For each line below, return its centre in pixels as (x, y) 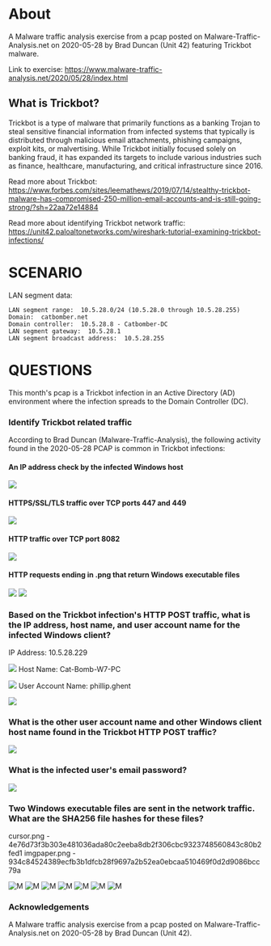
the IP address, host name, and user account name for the (125, 625)
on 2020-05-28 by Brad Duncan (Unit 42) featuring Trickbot (152, 44)
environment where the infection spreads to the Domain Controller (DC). (129, 401)
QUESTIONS (51, 370)
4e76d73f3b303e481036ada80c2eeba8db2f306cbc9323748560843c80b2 (135, 844)
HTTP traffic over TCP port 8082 (64, 538)
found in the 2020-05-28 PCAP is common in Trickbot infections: (117, 448)
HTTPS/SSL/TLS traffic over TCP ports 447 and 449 (97, 503)
